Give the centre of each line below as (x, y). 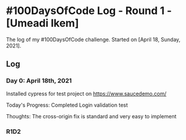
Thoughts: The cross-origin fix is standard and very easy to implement (92, 116)
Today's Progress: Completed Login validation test (67, 105)
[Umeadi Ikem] (43, 23)
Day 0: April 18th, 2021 (39, 81)
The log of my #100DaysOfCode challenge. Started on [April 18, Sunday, (93, 39)
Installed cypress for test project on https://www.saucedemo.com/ (86, 93)
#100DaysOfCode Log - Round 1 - (89, 11)
